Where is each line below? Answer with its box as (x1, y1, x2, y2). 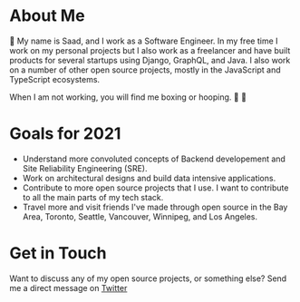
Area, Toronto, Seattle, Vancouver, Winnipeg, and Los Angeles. (22, 210, 258, 222)
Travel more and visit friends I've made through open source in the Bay (22, 201, 288, 212)
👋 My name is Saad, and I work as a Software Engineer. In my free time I (9, 35, 278, 46)
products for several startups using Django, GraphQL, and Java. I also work (9, 54, 291, 65)
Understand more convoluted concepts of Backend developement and (22, 153, 285, 164)
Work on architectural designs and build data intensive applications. (22, 172, 276, 183)
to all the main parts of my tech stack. (22, 191, 164, 202)
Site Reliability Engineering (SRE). (22, 162, 148, 173)
